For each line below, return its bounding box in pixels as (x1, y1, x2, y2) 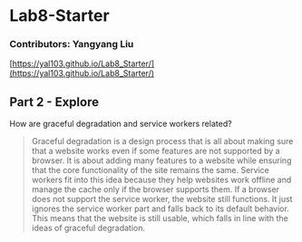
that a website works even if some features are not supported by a (31, 146, 280, 157)
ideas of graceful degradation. (31, 223, 145, 234)
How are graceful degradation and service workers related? (9, 119, 233, 130)
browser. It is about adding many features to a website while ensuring (31, 155, 292, 166)
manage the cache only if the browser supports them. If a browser (31, 184, 279, 195)
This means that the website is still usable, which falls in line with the (31, 213, 288, 224)
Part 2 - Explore (9, 94, 100, 110)
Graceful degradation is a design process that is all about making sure (31, 136, 294, 147)
